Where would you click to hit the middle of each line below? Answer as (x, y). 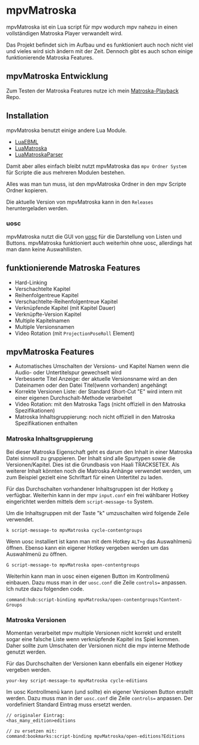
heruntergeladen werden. (37, 208)
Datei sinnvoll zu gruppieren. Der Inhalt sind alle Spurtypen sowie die (91, 458)
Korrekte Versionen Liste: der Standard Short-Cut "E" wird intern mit (99, 392)
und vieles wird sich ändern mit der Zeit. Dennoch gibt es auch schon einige (99, 51)
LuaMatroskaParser (39, 154)
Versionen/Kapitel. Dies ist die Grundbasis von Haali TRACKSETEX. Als (93, 464)
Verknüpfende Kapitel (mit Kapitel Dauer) (65, 307)
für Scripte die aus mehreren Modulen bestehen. (66, 172)
